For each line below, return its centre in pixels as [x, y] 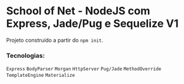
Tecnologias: [25, 55]
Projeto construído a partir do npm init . [55, 40]
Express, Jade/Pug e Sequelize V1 [92, 24]
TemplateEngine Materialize [40, 76]
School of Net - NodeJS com [78, 11]
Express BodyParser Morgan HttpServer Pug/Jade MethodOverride [84, 69]
